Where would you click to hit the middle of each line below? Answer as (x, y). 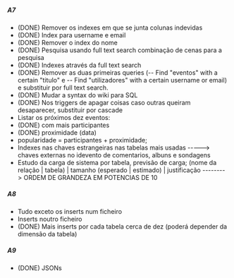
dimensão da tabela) (47, 234)
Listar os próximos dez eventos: (64, 117)
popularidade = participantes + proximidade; (82, 140)
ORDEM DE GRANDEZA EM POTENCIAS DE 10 (91, 177)
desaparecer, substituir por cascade (70, 110)
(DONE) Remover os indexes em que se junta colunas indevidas (110, 28)
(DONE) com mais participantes (63, 125)
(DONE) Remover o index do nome (68, 42)
